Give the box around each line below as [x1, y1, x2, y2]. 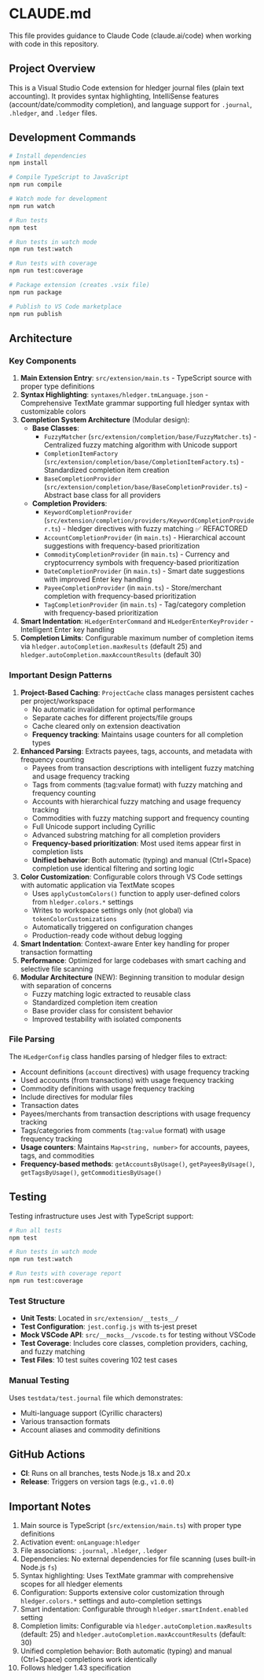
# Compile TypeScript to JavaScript [9, 173, 129, 181]
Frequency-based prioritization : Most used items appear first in [31, 838, 242, 848]
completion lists [31, 846, 83, 856]
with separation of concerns [20, 980, 112, 990]
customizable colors [20, 407, 86, 416]
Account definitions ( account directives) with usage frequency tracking [20, 1067, 250, 1076]
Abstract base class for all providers [43, 490, 161, 500]
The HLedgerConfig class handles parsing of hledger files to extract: [9, 1051, 227, 1061]
